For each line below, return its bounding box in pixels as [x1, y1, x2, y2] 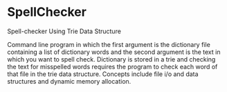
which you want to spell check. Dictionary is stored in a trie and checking [7, 55, 216, 63]
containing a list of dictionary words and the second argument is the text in [7, 48, 221, 56]
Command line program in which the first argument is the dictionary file [7, 40, 211, 48]
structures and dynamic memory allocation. [7, 77, 131, 85]
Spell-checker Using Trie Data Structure [7, 27, 121, 35]
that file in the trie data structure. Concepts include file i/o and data [7, 70, 199, 78]
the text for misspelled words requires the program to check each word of [7, 62, 218, 71]
